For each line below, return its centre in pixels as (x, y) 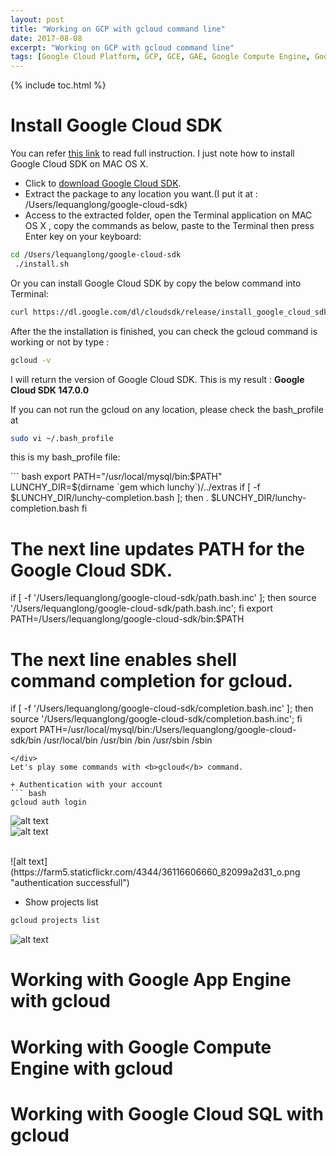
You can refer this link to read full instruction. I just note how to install (152, 153)
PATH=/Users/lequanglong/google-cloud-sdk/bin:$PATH (127, 619)
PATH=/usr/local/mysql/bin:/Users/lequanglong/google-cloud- (168, 730)
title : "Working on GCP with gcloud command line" (118, 29)
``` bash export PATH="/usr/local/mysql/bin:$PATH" (116, 477)
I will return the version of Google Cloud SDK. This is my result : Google (157, 379)
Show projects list (61, 902)
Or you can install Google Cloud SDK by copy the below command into (156, 283)
